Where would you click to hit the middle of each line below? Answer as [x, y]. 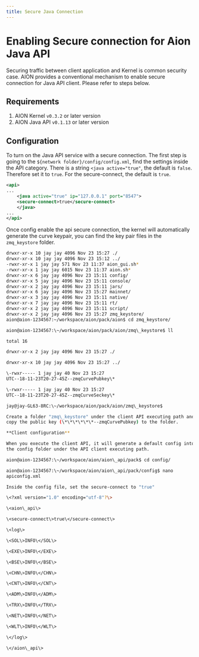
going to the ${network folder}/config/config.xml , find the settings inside [97, 162]
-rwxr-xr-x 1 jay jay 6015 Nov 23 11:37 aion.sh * [69, 270]
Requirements [33, 101]
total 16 [17, 341]
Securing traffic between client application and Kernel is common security [97, 70]
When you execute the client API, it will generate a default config [94, 444]
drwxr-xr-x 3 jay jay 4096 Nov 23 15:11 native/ [67, 298]
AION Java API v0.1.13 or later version [62, 122]
